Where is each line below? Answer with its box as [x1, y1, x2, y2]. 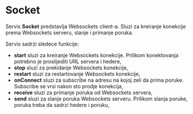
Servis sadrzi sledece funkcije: [5, 40, 79, 47]
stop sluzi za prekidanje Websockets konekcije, [13, 64, 129, 71]
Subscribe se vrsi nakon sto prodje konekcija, [13, 82, 124, 89]
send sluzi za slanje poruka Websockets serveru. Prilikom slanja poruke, [13, 95, 188, 102]
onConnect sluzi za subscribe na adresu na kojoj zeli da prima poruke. [13, 77, 184, 84]
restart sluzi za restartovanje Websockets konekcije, [13, 70, 141, 77]
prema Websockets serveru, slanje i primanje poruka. [5, 29, 134, 36]
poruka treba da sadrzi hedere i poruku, [13, 101, 110, 108]
